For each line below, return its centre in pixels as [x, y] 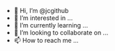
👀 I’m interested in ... [43, 18]
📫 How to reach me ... [46, 40]
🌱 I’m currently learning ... [51, 25]
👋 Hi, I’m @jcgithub [41, 11]
